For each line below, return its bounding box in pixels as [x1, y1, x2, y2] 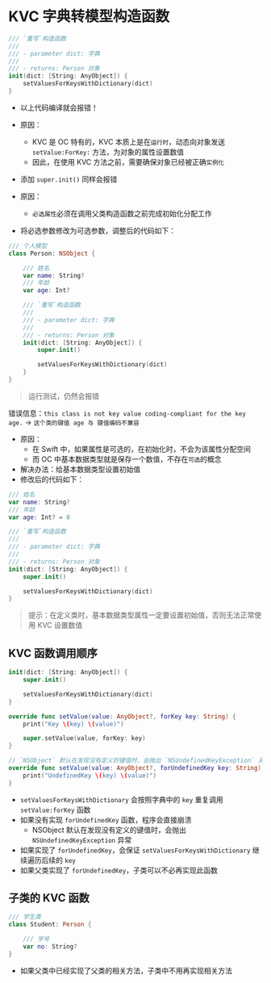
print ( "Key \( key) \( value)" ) [23, 720, 125, 728]
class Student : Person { [8, 921, 92, 929]
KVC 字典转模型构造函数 [8, 7, 170, 26]
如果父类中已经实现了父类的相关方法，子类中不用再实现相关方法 [19, 965, 232, 975]
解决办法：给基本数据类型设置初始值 [19, 464, 141, 474]
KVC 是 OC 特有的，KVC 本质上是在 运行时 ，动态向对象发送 [31, 136, 226, 146]
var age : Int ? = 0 [8, 513, 70, 521]
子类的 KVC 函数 [8, 891, 90, 905]
